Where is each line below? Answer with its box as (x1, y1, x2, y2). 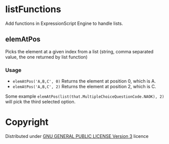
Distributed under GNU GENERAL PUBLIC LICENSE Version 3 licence (5, 133, 149, 139)
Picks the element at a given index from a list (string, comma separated (5, 48, 154, 54)
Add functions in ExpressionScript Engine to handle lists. (5, 20, 123, 26)
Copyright (5, 117, 49, 128)
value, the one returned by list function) (5, 54, 88, 60)
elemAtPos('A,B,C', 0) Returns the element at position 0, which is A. (12, 78, 156, 84)
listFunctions (5, 4, 62, 15)
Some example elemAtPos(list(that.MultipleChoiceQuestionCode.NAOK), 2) (5, 93, 164, 99)
